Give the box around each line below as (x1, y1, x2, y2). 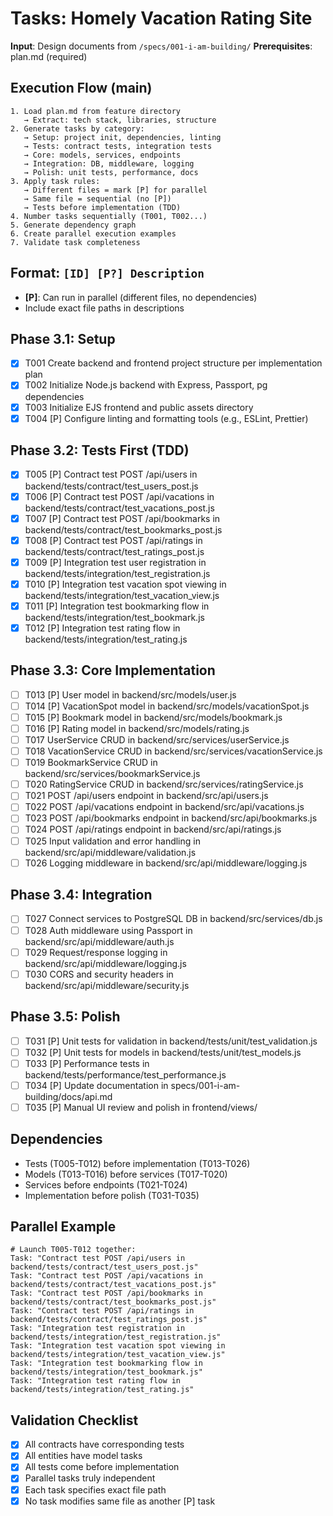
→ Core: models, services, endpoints (23, 150, 182, 160)
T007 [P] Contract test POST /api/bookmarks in (24, 512, 221, 524)
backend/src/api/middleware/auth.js (24, 935, 175, 947)
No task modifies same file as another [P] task (24, 1495, 216, 1507)
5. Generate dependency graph (10, 220, 137, 230)
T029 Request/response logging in (24, 946, 168, 958)
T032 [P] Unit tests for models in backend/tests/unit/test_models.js (24, 1046, 302, 1058)
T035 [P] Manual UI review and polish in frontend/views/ (24, 1101, 258, 1113)
